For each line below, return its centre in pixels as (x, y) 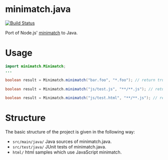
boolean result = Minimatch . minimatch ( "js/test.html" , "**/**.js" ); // (81, 98)
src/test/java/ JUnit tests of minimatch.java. (59, 147)
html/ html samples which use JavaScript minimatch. (67, 152)
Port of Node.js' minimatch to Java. (41, 32)
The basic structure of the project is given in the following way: (70, 132)
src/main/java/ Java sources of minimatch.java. (62, 141)
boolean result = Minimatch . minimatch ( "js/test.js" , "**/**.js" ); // (79, 89)
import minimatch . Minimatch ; (35, 66)
